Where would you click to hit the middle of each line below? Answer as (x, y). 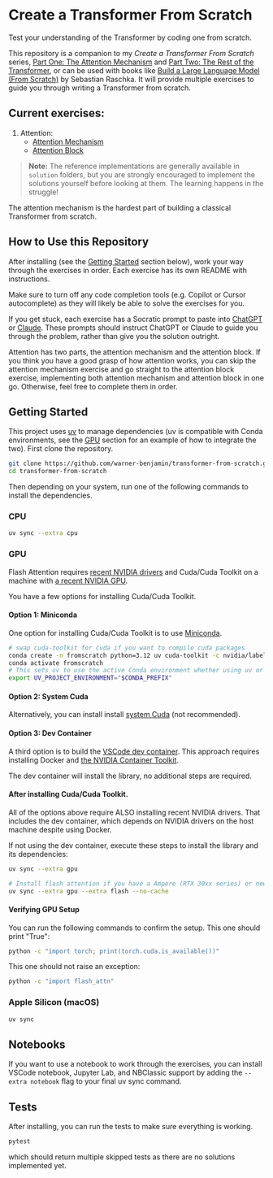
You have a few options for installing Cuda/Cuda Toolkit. (102, 596)
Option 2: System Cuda (48, 696)
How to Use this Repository (78, 242)
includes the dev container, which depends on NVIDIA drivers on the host (131, 821)
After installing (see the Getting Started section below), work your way (126, 261)
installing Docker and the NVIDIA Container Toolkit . (94, 760)
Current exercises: (57, 113)
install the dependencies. (50, 496)
